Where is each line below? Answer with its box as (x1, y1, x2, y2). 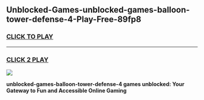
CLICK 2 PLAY (6, 55, 49, 64)
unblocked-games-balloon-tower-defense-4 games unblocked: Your (6, 80, 185, 87)
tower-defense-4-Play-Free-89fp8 (6, 15, 141, 25)
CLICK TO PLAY (6, 33, 53, 41)
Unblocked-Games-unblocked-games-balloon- (6, 5, 190, 15)
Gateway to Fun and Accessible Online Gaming (6, 87, 127, 94)
